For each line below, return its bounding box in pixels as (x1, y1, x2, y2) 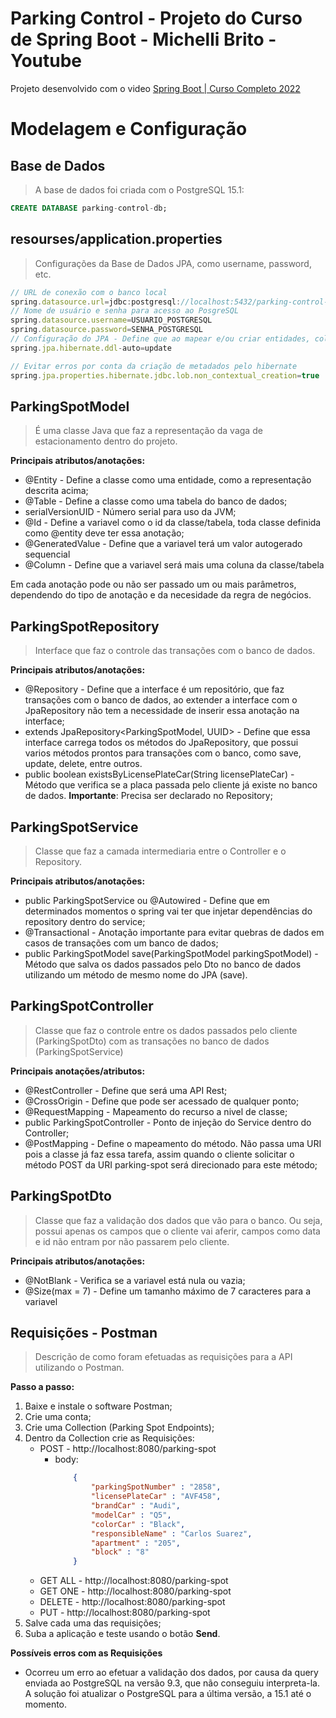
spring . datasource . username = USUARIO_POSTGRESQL (10, 315, 213, 326)
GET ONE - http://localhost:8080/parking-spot (39, 1585, 232, 1597)
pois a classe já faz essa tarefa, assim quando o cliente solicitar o (24, 1148, 295, 1160)
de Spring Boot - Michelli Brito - (10, 28, 277, 51)
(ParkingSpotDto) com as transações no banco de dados (34, 1035, 270, 1047)
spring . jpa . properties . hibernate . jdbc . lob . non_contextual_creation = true (10, 370, 320, 381)
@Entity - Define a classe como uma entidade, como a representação (24, 474, 312, 486)
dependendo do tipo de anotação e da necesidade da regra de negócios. (10, 589, 312, 601)
